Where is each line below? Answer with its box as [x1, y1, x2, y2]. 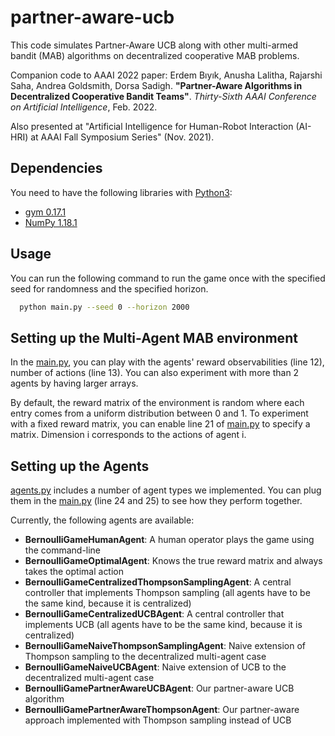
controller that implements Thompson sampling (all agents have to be [24, 587, 311, 599]
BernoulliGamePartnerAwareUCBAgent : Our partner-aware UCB [24, 682, 295, 695]
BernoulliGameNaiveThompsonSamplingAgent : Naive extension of [24, 640, 307, 652]
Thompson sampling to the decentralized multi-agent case [24, 651, 267, 663]
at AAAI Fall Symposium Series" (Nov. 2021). [30, 131, 215, 143]
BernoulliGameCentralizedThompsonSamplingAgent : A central [24, 576, 292, 588]
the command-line [24, 544, 102, 556]
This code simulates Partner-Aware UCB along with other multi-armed [10, 39, 299, 51]
